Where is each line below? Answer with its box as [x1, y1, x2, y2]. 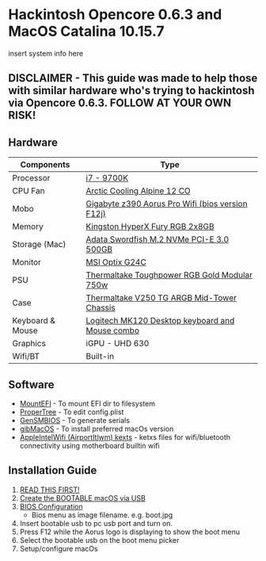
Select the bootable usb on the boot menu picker [19, 535, 180, 544]
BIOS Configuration [19, 502, 83, 511]
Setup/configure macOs [19, 544, 98, 553]
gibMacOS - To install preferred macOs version [19, 424, 174, 433]
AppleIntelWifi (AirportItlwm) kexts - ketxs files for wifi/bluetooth [19, 432, 231, 441]
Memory [12, 221, 44, 232]
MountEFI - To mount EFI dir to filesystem [19, 399, 156, 408]
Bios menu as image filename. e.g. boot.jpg [31, 509, 173, 520]
